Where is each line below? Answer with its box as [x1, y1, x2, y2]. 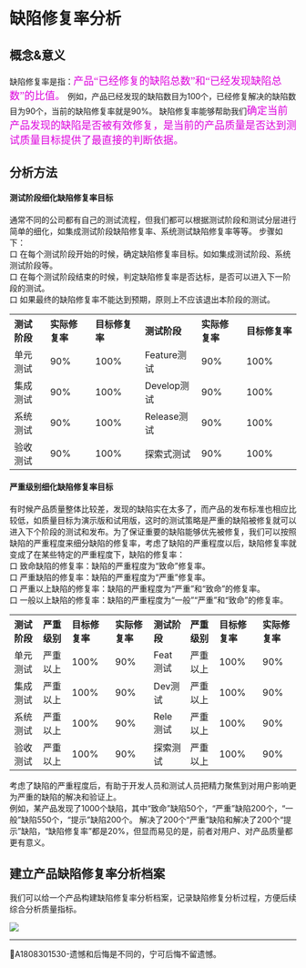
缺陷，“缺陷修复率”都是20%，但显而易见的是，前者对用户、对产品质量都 [21, 825, 293, 836]
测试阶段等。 [9, 260, 57, 270]
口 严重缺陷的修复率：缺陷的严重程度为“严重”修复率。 [9, 571, 211, 583]
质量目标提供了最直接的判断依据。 [19, 134, 184, 147]
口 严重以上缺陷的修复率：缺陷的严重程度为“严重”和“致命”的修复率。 [9, 583, 266, 594]
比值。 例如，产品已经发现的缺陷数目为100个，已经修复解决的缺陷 [34, 90, 289, 102]
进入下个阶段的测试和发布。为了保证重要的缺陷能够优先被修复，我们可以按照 [9, 525, 297, 537]
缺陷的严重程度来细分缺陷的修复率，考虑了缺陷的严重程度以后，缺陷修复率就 [9, 537, 297, 548]
